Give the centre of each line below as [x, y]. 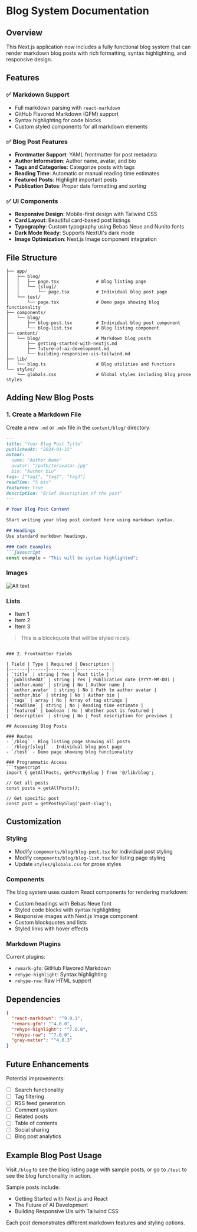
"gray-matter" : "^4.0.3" [42, 1040]
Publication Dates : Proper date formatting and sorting [80, 186]
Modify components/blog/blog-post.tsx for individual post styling [93, 851]
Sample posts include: [33, 1187]
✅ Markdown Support [38, 94]
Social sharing [32, 1130]
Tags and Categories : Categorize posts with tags [75, 167]
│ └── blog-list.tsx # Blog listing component [83, 328]
